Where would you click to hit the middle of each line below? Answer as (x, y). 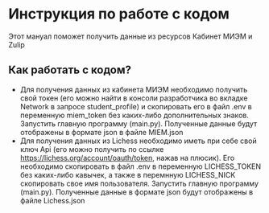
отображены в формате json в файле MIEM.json (101, 132)
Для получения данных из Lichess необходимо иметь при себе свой (138, 141)
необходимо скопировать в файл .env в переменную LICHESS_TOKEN (141, 166)
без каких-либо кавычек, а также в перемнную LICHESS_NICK (128, 174)
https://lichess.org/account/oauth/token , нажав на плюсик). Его (127, 158)
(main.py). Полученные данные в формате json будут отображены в (137, 192)
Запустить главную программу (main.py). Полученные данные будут (139, 123)
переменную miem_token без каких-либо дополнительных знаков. (134, 115)
